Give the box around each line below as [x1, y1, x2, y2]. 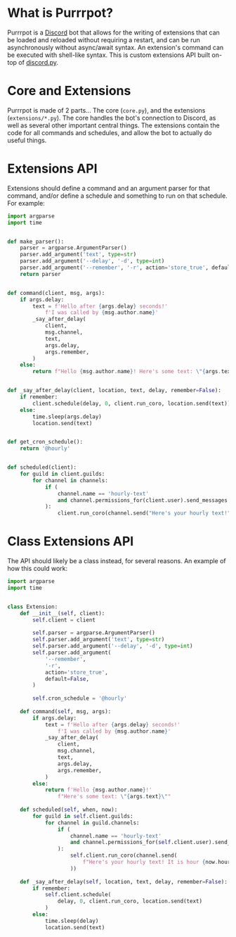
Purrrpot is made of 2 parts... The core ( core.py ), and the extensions [7, 106, 206, 114]
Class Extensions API [7, 534, 134, 550]
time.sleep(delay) [44, 917, 99, 924]
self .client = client [32, 616, 96, 624]
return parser [20, 270, 61, 277]
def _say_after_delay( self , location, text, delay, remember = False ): [20, 878, 228, 885]
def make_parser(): [7, 238, 65, 245]
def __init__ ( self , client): [20, 610, 105, 617]
